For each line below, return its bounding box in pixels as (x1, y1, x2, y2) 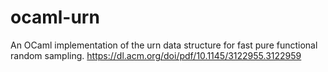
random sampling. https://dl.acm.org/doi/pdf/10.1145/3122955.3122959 (10, 49, 302, 61)
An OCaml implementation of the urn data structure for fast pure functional (10, 39, 318, 51)
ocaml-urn (10, 6, 100, 29)
